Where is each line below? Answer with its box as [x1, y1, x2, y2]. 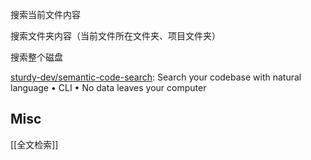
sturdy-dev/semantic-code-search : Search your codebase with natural [10, 71, 302, 83]
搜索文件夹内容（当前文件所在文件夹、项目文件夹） [10, 30, 221, 42]
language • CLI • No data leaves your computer [10, 82, 207, 93]
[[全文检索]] [10, 138, 59, 150]
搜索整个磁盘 [10, 51, 63, 63]
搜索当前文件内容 [10, 9, 81, 20]
